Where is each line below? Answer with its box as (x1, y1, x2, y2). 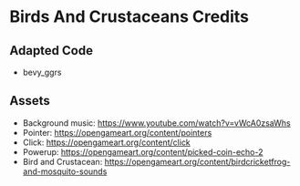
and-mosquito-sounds (22, 166, 108, 177)
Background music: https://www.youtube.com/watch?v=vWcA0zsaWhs (22, 117, 291, 129)
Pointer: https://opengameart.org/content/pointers (22, 127, 212, 138)
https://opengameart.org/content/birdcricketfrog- (104, 156, 291, 167)
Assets (9, 93, 50, 108)
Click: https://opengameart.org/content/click (22, 137, 191, 148)
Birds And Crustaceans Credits (9, 6, 249, 27)
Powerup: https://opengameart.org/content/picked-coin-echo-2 (22, 146, 264, 157)
